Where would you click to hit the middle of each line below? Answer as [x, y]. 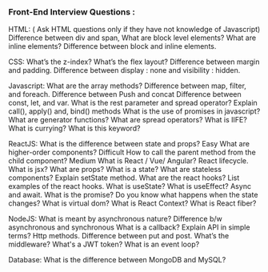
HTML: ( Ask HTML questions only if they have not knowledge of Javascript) [134, 30]
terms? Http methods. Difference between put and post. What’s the [119, 236]
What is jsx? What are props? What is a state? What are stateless [115, 170]
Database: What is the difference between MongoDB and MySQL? [117, 260]
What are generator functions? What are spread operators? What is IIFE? [128, 120]
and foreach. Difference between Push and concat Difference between [125, 94]
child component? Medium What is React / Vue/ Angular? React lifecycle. [129, 161]
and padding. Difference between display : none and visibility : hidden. [124, 70]
